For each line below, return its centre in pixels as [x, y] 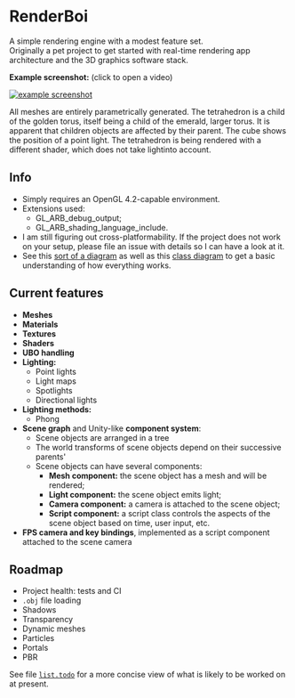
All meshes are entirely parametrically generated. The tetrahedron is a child [147, 111]
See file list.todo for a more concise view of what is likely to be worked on [147, 675]
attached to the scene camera [77, 541]
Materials [40, 324]
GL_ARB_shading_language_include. [102, 227]
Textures [39, 333]
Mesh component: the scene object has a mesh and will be [158, 475]
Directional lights [66, 400]
